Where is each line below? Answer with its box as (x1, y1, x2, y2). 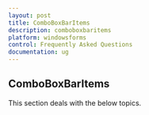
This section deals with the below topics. (8, 98, 142, 107)
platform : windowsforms (8, 33, 87, 42)
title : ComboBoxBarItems (8, 19, 90, 27)
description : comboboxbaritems (8, 26, 112, 34)
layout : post (8, 11, 52, 20)
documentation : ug (8, 48, 69, 56)
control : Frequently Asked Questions (8, 41, 133, 49)
